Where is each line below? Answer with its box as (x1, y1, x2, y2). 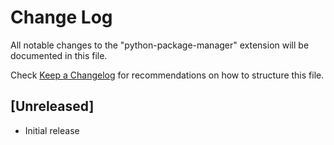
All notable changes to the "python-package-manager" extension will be (10, 39, 310, 51)
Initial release (24, 124, 80, 136)
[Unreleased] (10, 98, 95, 115)
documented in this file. (10, 49, 108, 61)
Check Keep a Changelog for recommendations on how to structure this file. (10, 69, 325, 81)
